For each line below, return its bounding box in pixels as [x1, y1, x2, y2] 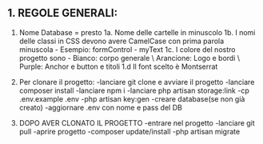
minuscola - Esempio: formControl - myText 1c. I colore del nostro [18, 44, 236, 54]
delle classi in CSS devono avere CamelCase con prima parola [18, 36, 225, 46]
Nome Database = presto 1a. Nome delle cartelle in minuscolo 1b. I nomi [18, 27, 256, 37]
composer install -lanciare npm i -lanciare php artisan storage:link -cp [18, 86, 249, 95]
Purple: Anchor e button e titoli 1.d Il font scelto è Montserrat [18, 62, 218, 71]
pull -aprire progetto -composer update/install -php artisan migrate [18, 126, 241, 136]
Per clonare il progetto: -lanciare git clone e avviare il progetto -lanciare [18, 77, 255, 86]
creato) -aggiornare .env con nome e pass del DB [18, 102, 183, 112]
